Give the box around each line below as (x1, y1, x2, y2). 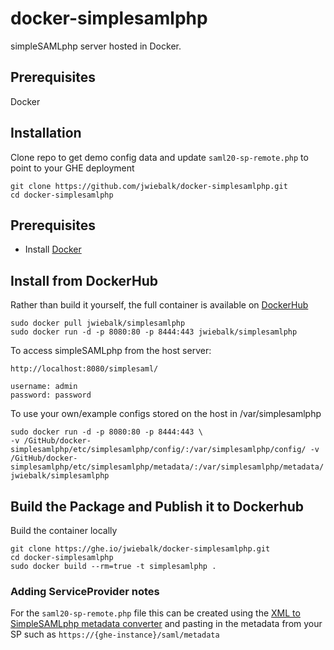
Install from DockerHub (10, 272, 158, 289)
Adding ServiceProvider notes (10, 584, 160, 598)
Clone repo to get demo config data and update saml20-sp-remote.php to (10, 151, 309, 163)
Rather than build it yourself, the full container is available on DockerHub (10, 299, 309, 311)
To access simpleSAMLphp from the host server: (10, 345, 212, 357)
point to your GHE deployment (10, 162, 135, 174)
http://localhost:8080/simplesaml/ (10, 364, 159, 374)
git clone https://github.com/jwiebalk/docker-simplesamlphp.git (10, 181, 288, 191)
